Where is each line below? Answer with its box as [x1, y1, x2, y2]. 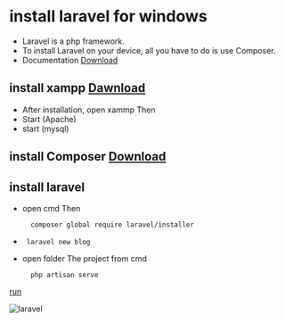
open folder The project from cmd [21, 252, 147, 264]
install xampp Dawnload [9, 80, 146, 95]
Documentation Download [21, 54, 118, 65]
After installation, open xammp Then [21, 104, 156, 115]
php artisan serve [30, 270, 99, 279]
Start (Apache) [21, 113, 77, 124]
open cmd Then [21, 202, 81, 213]
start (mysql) [21, 123, 69, 134]
